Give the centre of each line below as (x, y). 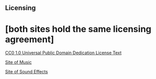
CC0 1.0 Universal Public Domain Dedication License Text (63, 53)
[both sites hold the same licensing (78, 29)
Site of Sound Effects (27, 72)
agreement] (30, 39)
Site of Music (18, 62)
